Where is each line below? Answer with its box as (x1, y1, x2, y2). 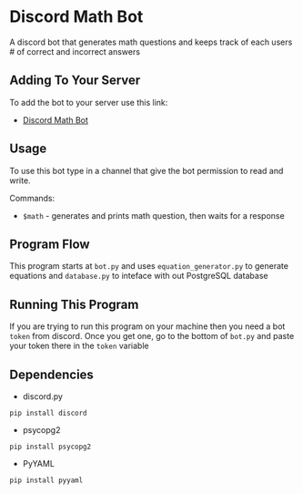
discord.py (22, 391, 64, 402)
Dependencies (9, 366, 94, 382)
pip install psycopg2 (9, 442, 92, 451)
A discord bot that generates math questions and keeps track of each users (9, 36, 293, 47)
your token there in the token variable (9, 340, 149, 352)
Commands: (9, 192, 56, 203)
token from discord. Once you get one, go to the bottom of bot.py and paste (9, 331, 295, 342)
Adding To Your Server (9, 73, 141, 88)
